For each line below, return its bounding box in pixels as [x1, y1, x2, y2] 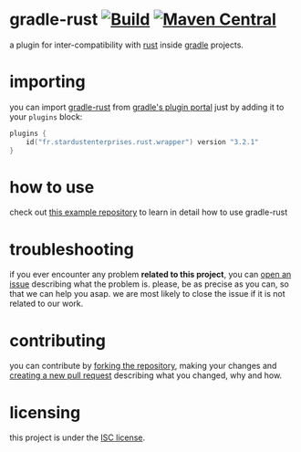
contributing [9, 330, 107, 351]
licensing [9, 402, 81, 423]
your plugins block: [9, 110, 83, 122]
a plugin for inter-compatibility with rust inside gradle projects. [9, 39, 244, 50]
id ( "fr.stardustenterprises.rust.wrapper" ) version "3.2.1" [26, 137, 259, 146]
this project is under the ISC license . [9, 432, 146, 443]
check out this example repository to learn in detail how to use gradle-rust [9, 206, 288, 218]
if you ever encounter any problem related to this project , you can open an [9, 269, 292, 280]
